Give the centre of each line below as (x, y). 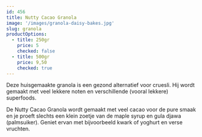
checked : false (36, 51)
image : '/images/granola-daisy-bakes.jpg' (60, 23)
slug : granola (24, 29)
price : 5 (28, 46)
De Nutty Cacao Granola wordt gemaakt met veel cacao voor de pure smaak (101, 110)
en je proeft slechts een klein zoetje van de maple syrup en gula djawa (94, 116)
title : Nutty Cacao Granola (42, 18)
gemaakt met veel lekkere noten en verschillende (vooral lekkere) (87, 92)
